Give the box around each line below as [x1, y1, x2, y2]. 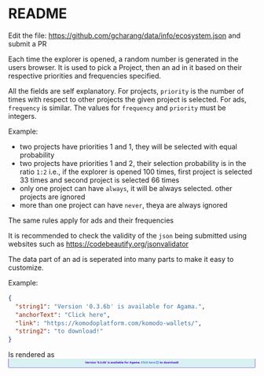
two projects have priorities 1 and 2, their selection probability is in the [19, 158, 247, 168]
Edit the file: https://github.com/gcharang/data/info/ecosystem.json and [8, 31, 241, 40]
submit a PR [8, 39, 47, 48]
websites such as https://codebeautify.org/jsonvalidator [8, 239, 189, 249]
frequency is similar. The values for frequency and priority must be [8, 103, 226, 112]
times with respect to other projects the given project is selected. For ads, [8, 94, 247, 104]
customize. [8, 263, 44, 272]
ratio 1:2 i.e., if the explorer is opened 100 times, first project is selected [19, 167, 253, 176]
